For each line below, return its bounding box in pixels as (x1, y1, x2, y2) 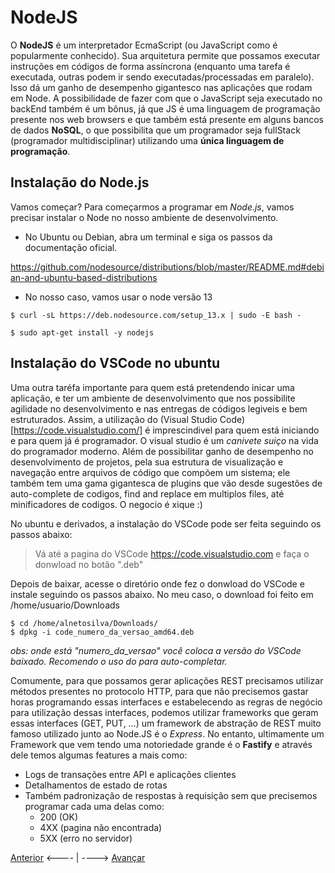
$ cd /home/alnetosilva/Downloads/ (10, 618, 159, 628)
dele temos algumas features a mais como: (10, 749, 188, 761)
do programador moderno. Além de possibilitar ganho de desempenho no (10, 445, 314, 457)
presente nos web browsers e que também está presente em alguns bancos (10, 113, 324, 125)
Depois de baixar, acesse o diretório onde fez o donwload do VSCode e (10, 577, 305, 590)
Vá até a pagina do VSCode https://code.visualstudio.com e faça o (34, 547, 310, 560)
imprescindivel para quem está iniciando (152, 424, 320, 436)
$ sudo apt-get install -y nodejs (10, 327, 155, 338)
